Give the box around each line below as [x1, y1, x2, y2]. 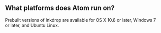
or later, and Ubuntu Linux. [5, 22, 59, 28]
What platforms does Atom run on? [5, 4, 115, 12]
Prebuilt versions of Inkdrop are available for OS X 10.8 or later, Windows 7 [5, 17, 156, 23]
